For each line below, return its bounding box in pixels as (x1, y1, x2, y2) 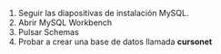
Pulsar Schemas (17, 27, 79, 37)
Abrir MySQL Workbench (17, 17, 113, 28)
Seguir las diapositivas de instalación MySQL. (17, 8, 189, 18)
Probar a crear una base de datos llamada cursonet (17, 36, 213, 47)
